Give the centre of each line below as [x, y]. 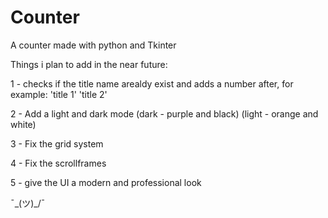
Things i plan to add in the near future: [89, 64]
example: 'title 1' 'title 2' [59, 94]
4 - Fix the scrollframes [58, 163]
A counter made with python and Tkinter [93, 45]
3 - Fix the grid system [57, 143]
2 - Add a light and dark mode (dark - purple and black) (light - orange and [164, 113]
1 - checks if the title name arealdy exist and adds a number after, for [152, 83]
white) [23, 124]
